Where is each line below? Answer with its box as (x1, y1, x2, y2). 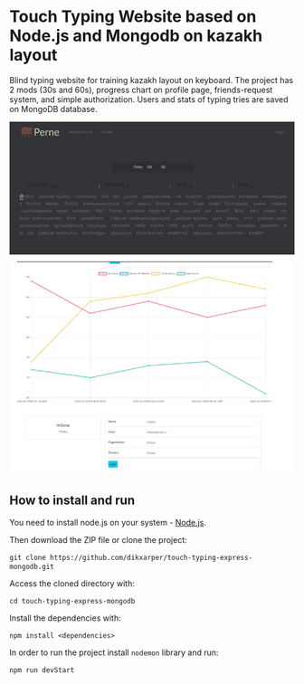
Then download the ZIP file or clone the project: (9, 534, 187, 545)
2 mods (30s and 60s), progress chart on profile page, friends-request (9, 84, 273, 95)
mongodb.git (9, 562, 54, 571)
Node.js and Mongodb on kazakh (9, 25, 263, 46)
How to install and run (9, 493, 136, 508)
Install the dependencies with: (9, 613, 121, 623)
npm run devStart (9, 665, 75, 675)
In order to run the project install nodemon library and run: (9, 647, 219, 658)
